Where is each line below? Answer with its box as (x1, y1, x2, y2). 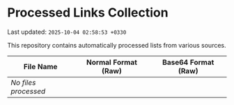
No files (10, 77, 36, 87)
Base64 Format (162, 57, 214, 67)
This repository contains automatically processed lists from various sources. (7, 41, 226, 49)
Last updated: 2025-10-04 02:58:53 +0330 (7, 28, 127, 36)
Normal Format (86, 57, 138, 67)
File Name (23, 61, 58, 71)
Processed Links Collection (7, 5, 169, 21)
